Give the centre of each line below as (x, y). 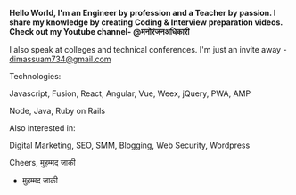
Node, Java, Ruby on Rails (57, 111)
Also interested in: (42, 128)
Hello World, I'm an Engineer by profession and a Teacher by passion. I (143, 13)
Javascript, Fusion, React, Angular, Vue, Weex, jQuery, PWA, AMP (130, 93)
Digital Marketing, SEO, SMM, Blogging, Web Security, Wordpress (130, 145)
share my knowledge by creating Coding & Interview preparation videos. (146, 22)
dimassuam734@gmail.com (60, 59)
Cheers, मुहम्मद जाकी (42, 162)
